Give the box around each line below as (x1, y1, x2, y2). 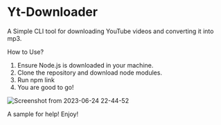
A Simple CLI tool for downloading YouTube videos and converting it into (7, 27, 214, 35)
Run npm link (17, 75, 55, 84)
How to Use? (7, 48, 44, 56)
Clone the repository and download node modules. (17, 68, 163, 77)
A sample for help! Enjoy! (7, 110, 79, 118)
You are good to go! (17, 83, 74, 91)
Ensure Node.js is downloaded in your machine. (17, 61, 154, 69)
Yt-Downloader (7, 4, 98, 20)
